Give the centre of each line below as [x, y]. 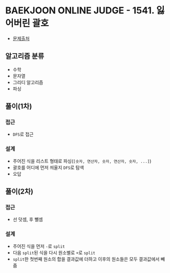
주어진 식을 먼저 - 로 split [39, 246]
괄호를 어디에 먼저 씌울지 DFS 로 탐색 [48, 167]
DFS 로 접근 [23, 134]
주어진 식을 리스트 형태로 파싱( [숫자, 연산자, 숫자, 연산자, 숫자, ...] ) [82, 161]
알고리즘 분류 [25, 56]
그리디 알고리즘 [28, 82]
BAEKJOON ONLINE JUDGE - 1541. [80, 10]
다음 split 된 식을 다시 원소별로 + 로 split [54, 253]
